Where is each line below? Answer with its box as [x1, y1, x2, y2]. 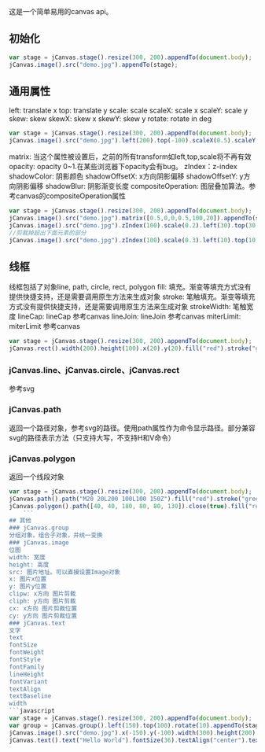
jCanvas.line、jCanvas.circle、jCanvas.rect [9, 364, 180, 375]
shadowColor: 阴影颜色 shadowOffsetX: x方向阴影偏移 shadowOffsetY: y [9, 171, 244, 181]
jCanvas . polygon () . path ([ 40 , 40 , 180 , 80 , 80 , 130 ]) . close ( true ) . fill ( [9, 502, 249, 510]
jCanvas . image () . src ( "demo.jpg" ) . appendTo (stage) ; [9, 61, 179, 68]
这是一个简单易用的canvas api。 [9, 7, 113, 16]
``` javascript [9, 707, 56, 715]
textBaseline [9, 692, 52, 700]
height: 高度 [9, 561, 50, 569]
